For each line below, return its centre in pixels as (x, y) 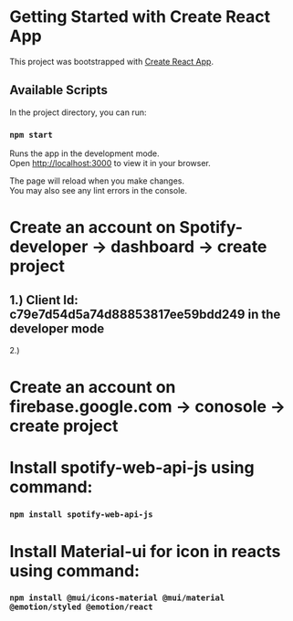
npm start (31, 135)
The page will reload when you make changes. (97, 181)
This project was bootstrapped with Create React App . (112, 61)
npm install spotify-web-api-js (81, 515)
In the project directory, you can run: (78, 112)
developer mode (57, 328)
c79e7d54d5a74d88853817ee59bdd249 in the (145, 314)
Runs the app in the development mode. (84, 153)
